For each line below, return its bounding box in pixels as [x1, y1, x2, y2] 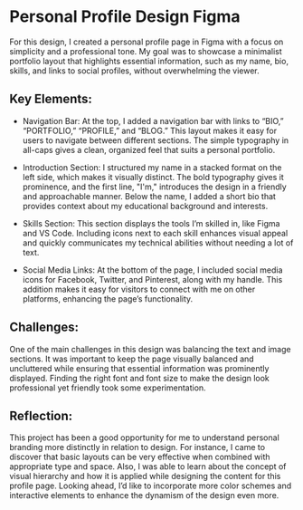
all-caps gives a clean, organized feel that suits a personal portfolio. [22, 144, 276, 155]
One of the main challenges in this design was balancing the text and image [9, 343, 291, 354]
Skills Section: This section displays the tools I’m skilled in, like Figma [22, 217, 280, 228]
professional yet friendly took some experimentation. [9, 382, 206, 393]
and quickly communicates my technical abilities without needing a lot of [22, 237, 294, 248]
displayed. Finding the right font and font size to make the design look [9, 372, 270, 383]
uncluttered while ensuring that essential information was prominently [9, 362, 270, 373]
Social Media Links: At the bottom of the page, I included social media [22, 265, 283, 275]
